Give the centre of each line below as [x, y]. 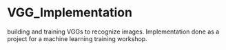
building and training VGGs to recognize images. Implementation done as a [113, 32]
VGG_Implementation [70, 13]
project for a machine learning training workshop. [77, 38]
